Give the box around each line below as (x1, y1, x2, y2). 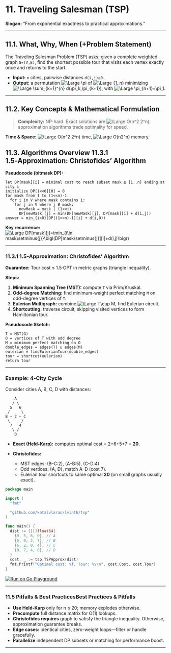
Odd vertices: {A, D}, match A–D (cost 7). (20, 466, 107, 472)
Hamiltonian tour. (12, 311, 49, 318)
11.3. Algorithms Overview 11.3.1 (5, 148, 108, 157)
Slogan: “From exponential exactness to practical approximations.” (5, 20, 146, 27)
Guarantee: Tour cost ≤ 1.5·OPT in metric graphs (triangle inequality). (5, 264, 151, 271)
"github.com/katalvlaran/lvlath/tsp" (10, 510, 90, 515)
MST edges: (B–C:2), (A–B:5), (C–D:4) (20, 461, 100, 467)
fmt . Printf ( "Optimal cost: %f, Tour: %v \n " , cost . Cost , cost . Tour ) (10, 562, 156, 567)
